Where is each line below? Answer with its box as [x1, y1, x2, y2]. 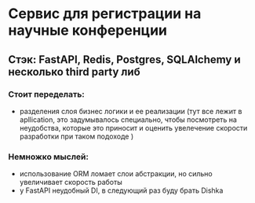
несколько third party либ [8, 65, 140, 79]
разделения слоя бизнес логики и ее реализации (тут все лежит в [19, 106, 242, 116]
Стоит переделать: [8, 88, 85, 99]
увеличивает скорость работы [19, 178, 123, 187]
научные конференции [8, 21, 167, 39]
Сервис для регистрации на [8, 5, 202, 23]
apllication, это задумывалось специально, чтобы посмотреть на [19, 115, 238, 124]
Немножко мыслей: [8, 151, 89, 162]
